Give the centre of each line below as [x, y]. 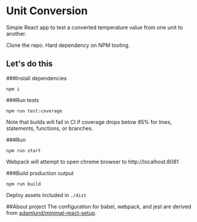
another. [16, 33]
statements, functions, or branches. [50, 128]
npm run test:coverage [34, 111]
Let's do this [30, 64]
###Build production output [40, 173]
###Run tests [23, 100]
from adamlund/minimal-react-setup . [51, 213]
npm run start [24, 150]
